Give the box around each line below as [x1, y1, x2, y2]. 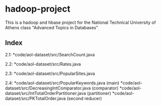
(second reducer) [67, 95, 102, 101]
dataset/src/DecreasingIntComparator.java [5, 85, 91, 91]
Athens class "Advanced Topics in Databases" [5, 24, 99, 30]
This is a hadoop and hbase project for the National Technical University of [5, 19, 156, 25]
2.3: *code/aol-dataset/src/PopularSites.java [5, 71, 95, 76]
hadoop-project [5, 3, 70, 15]
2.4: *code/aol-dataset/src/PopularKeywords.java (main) [5, 80, 120, 86]
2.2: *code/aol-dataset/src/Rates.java [5, 61, 81, 67]
